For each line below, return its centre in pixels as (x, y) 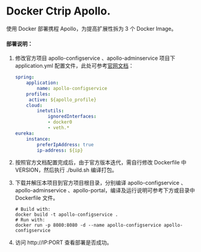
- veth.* (58, 128)
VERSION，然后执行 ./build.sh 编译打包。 (66, 170)
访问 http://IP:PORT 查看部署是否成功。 (64, 242)
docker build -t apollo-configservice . (66, 215)
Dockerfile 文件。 (37, 198)
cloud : (34, 105)
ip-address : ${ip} (60, 150)
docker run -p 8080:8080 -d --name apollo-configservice (88, 225)
